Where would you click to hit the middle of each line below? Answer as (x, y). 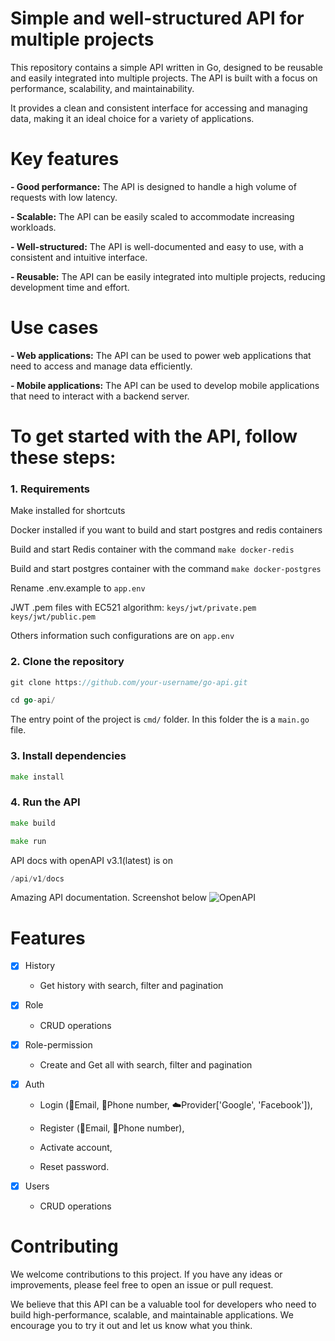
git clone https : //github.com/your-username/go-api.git (129, 682)
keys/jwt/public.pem (53, 617)
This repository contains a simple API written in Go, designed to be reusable (166, 67)
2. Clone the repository (67, 662)
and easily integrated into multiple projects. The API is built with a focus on (164, 78)
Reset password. (74, 1166)
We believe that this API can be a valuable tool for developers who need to (163, 1304)
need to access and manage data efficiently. (101, 366)
